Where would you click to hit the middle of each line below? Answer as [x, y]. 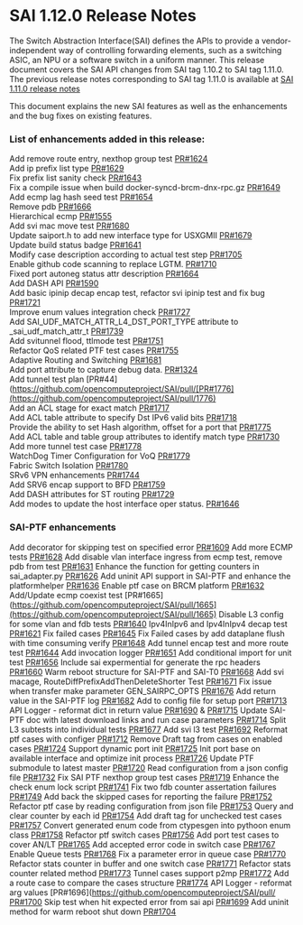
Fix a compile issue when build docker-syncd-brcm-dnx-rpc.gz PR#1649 [145, 188]
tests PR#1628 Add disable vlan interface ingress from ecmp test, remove [146, 557]
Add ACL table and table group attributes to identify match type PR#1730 [145, 437]
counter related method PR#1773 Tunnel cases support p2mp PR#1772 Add [149, 873]
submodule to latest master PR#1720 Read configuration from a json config [149, 767]
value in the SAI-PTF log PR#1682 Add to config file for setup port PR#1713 [148, 700]
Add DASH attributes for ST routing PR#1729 [92, 495]
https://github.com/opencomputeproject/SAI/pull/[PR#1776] [123, 389]
